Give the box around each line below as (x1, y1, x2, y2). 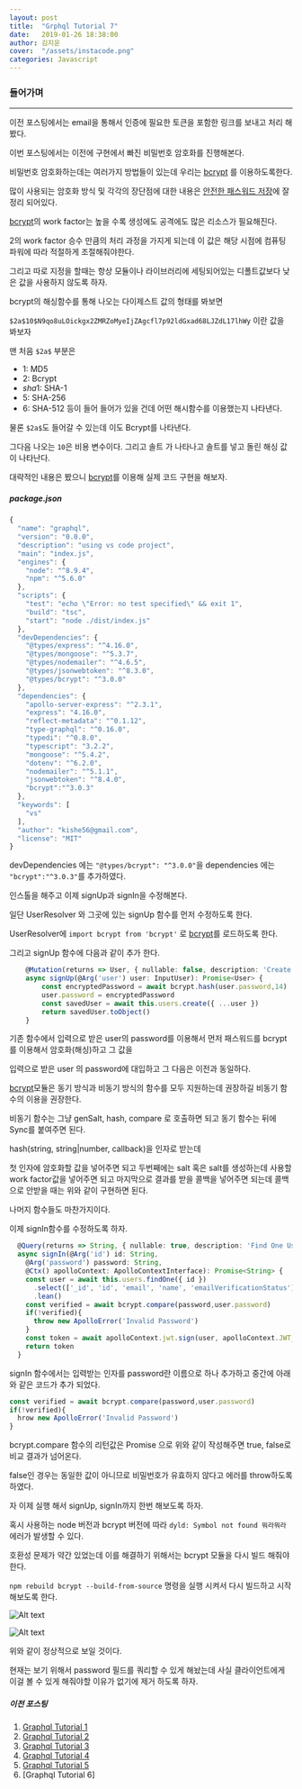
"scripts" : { (17, 591, 67, 600)
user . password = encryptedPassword (41, 990, 175, 1000)
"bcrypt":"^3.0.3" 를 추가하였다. (9, 871, 126, 882)
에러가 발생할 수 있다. (9, 1530, 84, 1541)
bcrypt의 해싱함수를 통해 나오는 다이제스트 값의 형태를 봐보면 (9, 296, 223, 307)
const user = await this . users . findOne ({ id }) (25, 1275, 207, 1284)
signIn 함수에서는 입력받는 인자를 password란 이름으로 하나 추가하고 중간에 (9, 1367, 274, 1378)
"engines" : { (17, 558, 67, 567)
